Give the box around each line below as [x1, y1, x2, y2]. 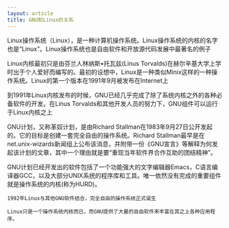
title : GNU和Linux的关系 [7, 16, 74, 23]
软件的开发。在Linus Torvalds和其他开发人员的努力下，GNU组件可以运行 [12, 99, 218, 107]
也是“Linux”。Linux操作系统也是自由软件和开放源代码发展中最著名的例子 [7, 45, 211, 53]
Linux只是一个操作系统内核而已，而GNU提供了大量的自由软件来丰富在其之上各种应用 [7, 208, 210, 215]
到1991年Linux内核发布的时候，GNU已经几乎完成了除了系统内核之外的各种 [7, 90, 217, 99]
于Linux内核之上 [7, 107, 53, 116]
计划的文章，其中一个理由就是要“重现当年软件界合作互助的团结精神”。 [19, 148, 217, 156]
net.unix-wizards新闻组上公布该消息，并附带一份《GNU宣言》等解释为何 [7, 140, 213, 148]
